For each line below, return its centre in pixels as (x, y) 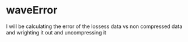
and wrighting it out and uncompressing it (56, 32)
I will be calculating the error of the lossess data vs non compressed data (94, 26)
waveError (32, 10)
